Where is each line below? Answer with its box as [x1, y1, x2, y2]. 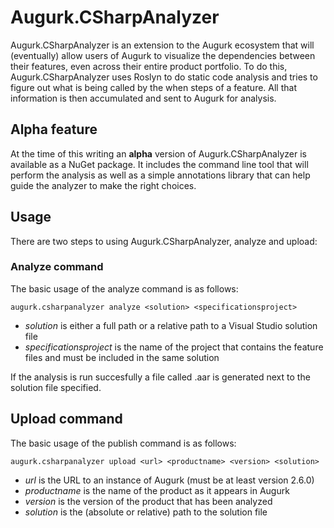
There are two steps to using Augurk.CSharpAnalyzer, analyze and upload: [10, 235, 318, 247]
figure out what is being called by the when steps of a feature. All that [10, 81, 297, 93]
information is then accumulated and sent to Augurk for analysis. [10, 92, 277, 104]
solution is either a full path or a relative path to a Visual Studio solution [24, 319, 318, 331]
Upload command [10, 411, 123, 428]
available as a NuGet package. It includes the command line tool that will [10, 158, 309, 170]
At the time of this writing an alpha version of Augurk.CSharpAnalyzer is [10, 147, 307, 160]
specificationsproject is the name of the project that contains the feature [24, 341, 324, 353]
